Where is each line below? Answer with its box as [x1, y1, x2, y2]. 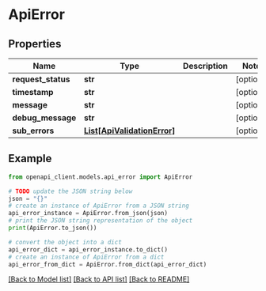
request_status [12, 74, 70, 85]
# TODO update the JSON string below [8, 187, 133, 195]
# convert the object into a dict [8, 238, 123, 246]
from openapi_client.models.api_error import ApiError [8, 172, 193, 181]
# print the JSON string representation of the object [8, 217, 193, 225]
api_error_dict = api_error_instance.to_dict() [8, 245, 169, 254]
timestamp [12, 87, 54, 97]
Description [183, 61, 228, 71]
